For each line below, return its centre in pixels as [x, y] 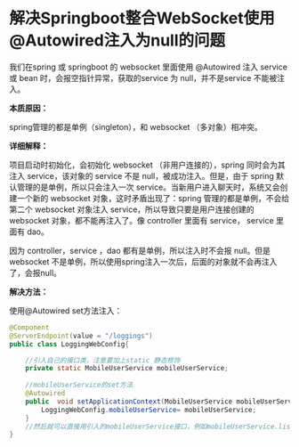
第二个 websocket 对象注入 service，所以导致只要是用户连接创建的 [132, 209]
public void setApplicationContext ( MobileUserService [129, 402]
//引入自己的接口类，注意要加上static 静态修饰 [103, 360]
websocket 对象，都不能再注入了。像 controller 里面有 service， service [141, 220]
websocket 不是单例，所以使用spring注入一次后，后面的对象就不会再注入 [143, 261]
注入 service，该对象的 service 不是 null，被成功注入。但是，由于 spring [141, 175]
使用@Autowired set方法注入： [66, 310]
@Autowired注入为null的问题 [117, 41]
